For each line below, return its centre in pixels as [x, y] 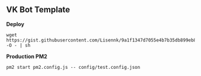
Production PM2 [27, 56]
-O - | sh [19, 45]
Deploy [15, 24]
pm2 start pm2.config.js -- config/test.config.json [73, 67]
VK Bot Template [38, 10]
